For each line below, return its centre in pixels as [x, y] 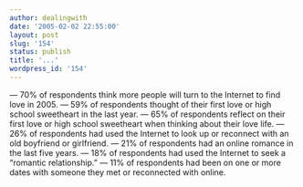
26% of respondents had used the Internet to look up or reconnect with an [149, 133]
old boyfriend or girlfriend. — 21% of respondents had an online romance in [151, 143]
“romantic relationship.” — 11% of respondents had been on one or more [145, 162]
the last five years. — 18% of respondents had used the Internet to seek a [147, 152]
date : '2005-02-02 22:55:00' [65, 26]
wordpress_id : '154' [49, 69]
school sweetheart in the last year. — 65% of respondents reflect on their [147, 114]
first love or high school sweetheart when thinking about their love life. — [147, 123]
